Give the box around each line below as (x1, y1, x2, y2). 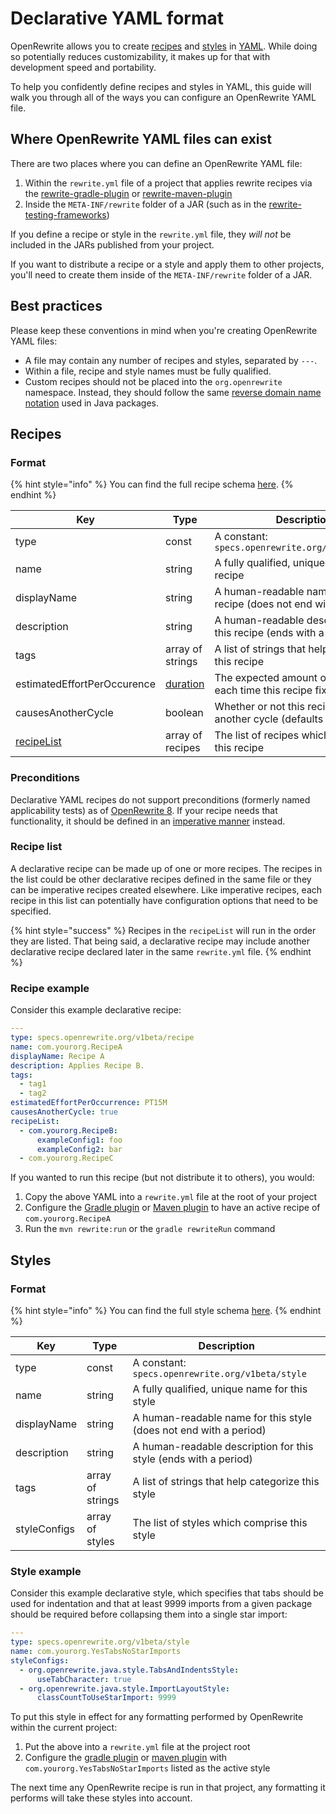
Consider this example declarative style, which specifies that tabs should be (10, 1587, 324, 1599)
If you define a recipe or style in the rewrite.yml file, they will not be (10, 228, 292, 240)
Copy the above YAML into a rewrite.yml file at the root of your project (24, 1191, 318, 1203)
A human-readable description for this (132, 1439, 314, 1453)
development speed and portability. (10, 61, 157, 73)
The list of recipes (214, 728, 300, 742)
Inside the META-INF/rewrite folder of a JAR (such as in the (24, 198, 267, 210)
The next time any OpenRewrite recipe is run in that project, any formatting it (10, 1782, 326, 1794)
